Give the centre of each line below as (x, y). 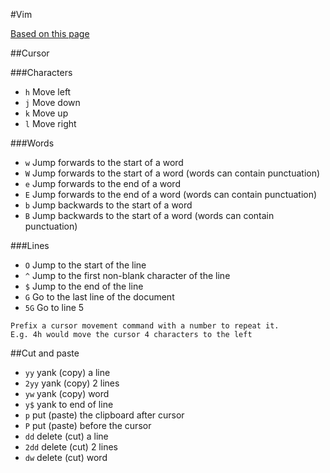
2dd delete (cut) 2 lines (71, 447)
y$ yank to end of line (69, 404)
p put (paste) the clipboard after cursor (104, 415)
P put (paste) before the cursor (88, 425)
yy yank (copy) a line (67, 372)
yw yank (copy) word (67, 393)
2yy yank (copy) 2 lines (72, 383)
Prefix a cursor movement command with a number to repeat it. (145, 326)
